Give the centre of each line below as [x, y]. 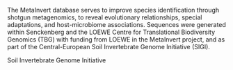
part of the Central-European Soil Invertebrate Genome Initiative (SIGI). [109, 47]
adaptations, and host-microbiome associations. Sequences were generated [116, 25]
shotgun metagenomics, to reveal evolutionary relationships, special [105, 17]
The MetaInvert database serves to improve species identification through [113, 10]
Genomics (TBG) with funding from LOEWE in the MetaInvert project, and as [116, 40]
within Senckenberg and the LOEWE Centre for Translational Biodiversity [111, 32]
